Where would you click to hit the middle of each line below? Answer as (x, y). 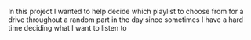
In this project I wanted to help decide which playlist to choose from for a (126, 11)
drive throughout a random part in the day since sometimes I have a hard (126, 20)
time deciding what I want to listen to (67, 28)
